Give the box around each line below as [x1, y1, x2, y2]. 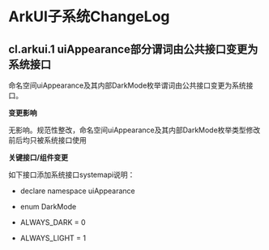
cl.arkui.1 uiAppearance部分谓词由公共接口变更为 [8, 42, 258, 56]
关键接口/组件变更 [8, 153, 69, 162]
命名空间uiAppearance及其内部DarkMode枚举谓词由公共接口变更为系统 [8, 80, 247, 90]
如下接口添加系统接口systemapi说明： [8, 170, 135, 179]
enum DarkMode [19, 202, 77, 211]
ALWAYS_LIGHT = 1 [19, 233, 87, 243]
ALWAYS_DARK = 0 [19, 218, 87, 227]
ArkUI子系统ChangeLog [8, 7, 170, 26]
